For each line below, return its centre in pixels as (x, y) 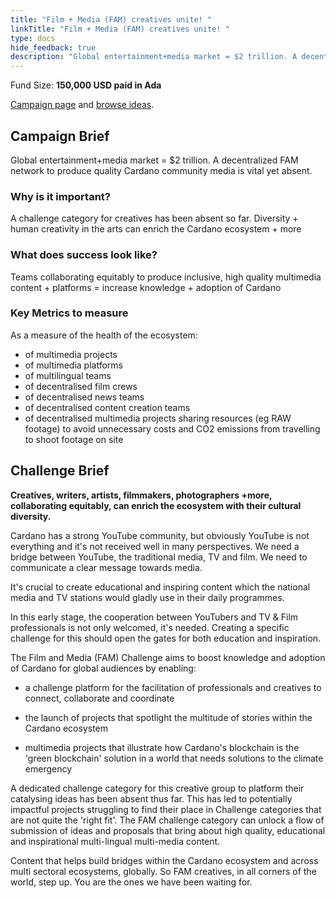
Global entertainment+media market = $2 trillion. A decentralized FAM (154, 160)
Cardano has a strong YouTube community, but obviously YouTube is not (160, 535)
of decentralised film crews (81, 386)
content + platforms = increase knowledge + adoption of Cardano (146, 287)
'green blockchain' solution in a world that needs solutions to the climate (174, 758)
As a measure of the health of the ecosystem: (104, 335)
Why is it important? (60, 196)
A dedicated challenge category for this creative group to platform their (157, 788)
